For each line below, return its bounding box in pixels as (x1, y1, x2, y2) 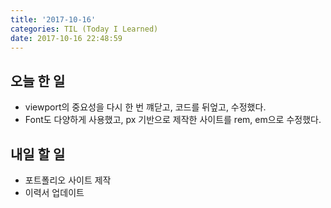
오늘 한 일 (10, 72, 66, 90)
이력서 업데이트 (24, 187, 85, 198)
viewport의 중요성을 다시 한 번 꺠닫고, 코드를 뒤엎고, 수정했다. (24, 101, 267, 113)
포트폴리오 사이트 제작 (24, 174, 112, 186)
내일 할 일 (10, 146, 66, 163)
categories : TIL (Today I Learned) (10, 24, 159, 34)
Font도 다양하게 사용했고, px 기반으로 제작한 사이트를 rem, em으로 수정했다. (24, 114, 322, 126)
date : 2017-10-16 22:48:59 (10, 33, 123, 43)
